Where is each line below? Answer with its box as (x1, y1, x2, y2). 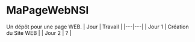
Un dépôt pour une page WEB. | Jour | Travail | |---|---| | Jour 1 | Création (6, 23, 190, 30)
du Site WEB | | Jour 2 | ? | (6, 29, 72, 36)
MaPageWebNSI (6, 4, 89, 17)
